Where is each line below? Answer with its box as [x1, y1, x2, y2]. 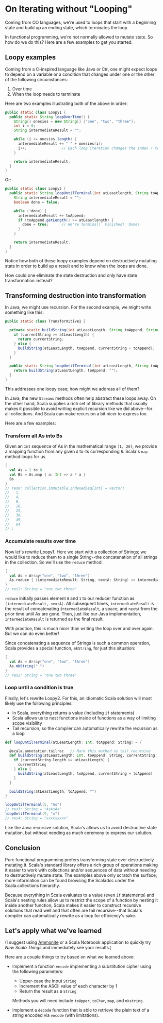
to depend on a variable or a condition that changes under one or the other [5, 71, 155, 77]
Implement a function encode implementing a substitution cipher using [12, 963, 151, 970]
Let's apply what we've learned [5, 927, 102, 935]
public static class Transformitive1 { [5, 319, 86, 324]
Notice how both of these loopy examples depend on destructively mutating [5, 257, 157, 263]
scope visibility [12, 720, 42, 726]
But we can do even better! [5, 631, 59, 637]
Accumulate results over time [5, 538, 76, 545]
